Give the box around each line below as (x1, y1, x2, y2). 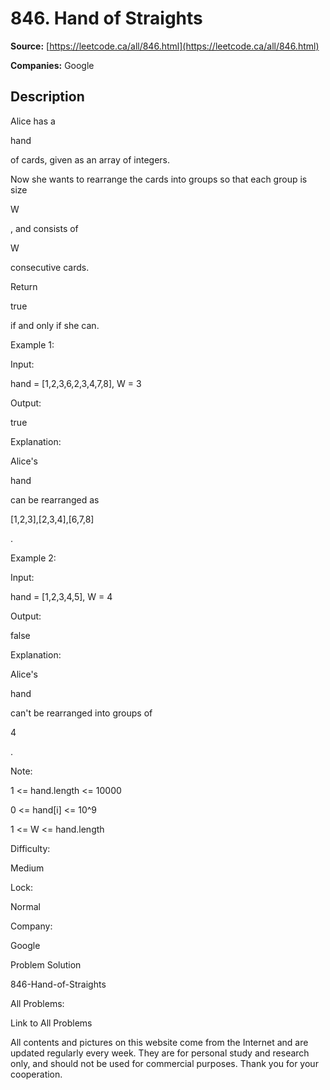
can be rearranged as (10, 493, 100, 506)
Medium (10, 862, 45, 874)
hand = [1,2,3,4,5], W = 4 (10, 590, 113, 602)
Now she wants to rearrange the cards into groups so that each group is (10, 173, 308, 185)
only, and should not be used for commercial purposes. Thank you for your (10, 1057, 319, 1069)
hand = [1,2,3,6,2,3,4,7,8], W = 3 (10, 377, 142, 389)
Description (10, 88, 85, 106)
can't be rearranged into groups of (10, 707, 153, 719)
